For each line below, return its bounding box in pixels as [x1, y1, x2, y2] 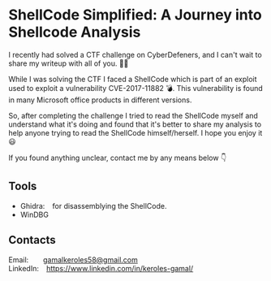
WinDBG [19, 210, 49, 219]
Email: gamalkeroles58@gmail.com [8, 254, 138, 265]
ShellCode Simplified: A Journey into [8, 6, 262, 24]
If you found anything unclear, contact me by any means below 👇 [8, 153, 227, 162]
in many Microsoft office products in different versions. [8, 95, 192, 105]
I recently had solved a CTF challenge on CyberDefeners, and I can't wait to [8, 50, 262, 59]
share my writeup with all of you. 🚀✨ [8, 58, 129, 68]
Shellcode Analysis [8, 23, 141, 41]
